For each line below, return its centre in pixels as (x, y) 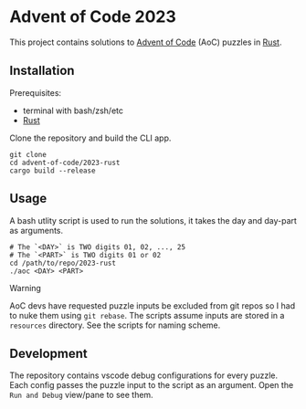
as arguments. (37, 230)
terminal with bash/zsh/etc (73, 110)
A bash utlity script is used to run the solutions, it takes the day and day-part (153, 220)
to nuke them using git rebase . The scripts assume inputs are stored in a (147, 315)
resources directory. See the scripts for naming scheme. (115, 325)
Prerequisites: (36, 92)
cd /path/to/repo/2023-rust (63, 263)
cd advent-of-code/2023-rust (65, 163)
